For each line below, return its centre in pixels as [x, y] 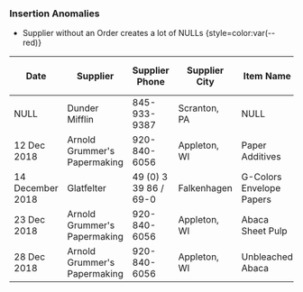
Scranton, [198, 108]
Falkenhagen [205, 188]
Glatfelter [87, 188]
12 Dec [30, 145]
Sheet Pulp [264, 231]
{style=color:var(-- [240, 33]
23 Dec [30, 220]
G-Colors [262, 177]
